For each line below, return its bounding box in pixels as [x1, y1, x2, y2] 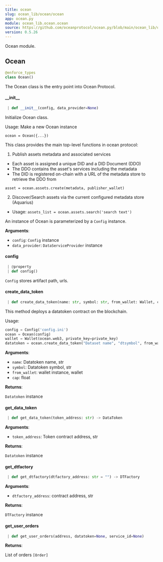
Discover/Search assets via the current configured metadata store [12, 194, 145, 200]
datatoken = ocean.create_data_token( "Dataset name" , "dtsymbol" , [5, 341, 142, 346]
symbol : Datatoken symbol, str [12, 364, 72, 370]
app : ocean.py [5, 16, 34, 21]
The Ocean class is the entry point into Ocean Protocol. [5, 83, 116, 89]
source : [5, 25, 21, 30]
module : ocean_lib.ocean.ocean [5, 20, 68, 26]
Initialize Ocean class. [5, 114, 49, 120]
